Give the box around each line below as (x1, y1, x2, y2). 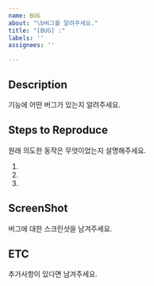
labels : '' (8, 33, 44, 42)
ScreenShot (8, 202, 68, 215)
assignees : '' (8, 41, 56, 49)
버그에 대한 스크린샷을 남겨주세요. (8, 224, 113, 233)
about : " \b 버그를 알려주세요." (8, 19, 98, 27)
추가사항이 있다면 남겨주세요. (8, 269, 98, 279)
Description (8, 77, 67, 92)
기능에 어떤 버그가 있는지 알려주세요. (8, 100, 121, 109)
